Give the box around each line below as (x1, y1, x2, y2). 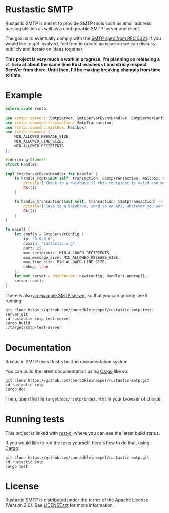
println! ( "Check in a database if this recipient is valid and (23, 181, 158, 186)
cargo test (5, 464, 28, 469)
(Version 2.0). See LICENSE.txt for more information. (5, 502, 114, 508)
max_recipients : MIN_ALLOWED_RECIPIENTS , (23, 250, 112, 255)
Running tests (5, 413, 65, 425)
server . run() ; (14, 278, 44, 283)
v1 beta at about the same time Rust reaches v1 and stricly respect (5, 61, 147, 67)
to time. (5, 72, 22, 78)
